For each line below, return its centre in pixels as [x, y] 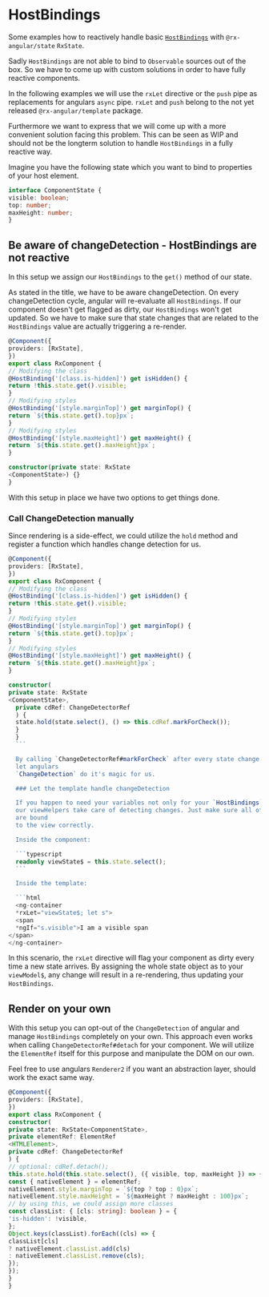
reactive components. [44, 78]
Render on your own [60, 1008]
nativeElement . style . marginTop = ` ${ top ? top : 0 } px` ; [103, 1189]
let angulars [37, 767]
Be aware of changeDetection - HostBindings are [133, 245]
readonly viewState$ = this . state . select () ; [91, 862]
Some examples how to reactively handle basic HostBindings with [116, 37]
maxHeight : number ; [41, 213]
